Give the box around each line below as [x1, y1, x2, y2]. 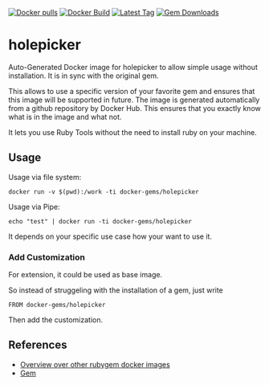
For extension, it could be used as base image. [8, 270, 163, 280]
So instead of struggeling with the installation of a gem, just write [8, 285, 223, 295]
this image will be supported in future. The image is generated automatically [8, 95, 260, 104]
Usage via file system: [8, 172, 82, 182]
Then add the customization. [8, 315, 104, 325]
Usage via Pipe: [8, 202, 60, 211]
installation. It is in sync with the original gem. [8, 71, 159, 80]
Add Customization [8, 252, 86, 263]
